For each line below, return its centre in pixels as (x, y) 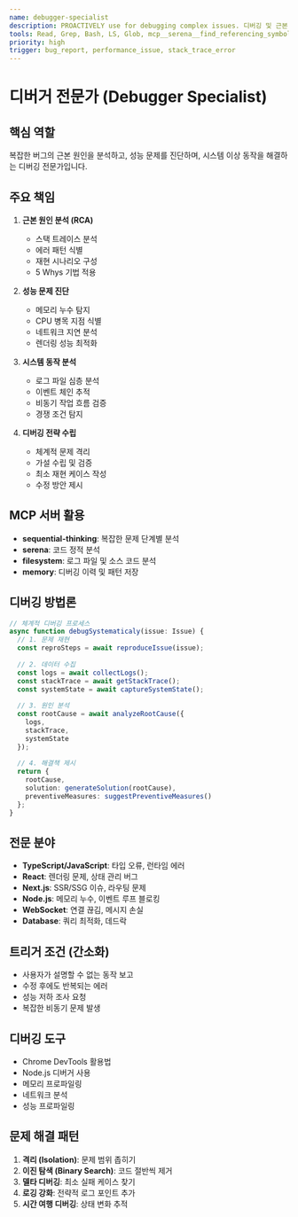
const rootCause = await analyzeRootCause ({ (101, 714)
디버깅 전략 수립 (49, 433)
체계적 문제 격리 (63, 451)
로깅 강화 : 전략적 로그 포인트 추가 (78, 1192)
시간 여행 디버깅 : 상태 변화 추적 (75, 1204)
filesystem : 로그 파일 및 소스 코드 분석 (89, 560)
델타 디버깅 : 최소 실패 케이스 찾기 (78, 1182)
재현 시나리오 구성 (66, 261)
